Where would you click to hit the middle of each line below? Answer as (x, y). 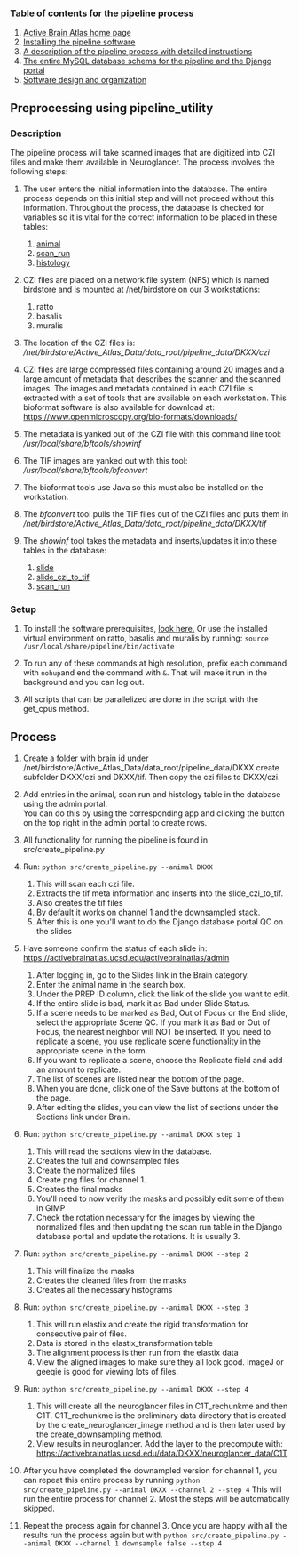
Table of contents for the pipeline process (102, 13)
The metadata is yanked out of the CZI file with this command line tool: (152, 433)
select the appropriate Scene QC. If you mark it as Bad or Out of (153, 1022)
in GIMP (51, 1208)
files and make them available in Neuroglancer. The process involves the (142, 162)
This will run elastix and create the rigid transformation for (142, 1325)
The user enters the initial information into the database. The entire (145, 189)
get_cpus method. (56, 709)
